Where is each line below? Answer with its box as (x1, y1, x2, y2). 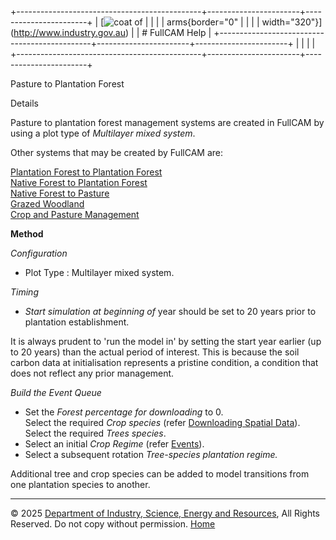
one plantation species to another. (10, 479, 151, 490)
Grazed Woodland (10, 198, 85, 210)
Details (10, 97, 39, 109)
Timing (10, 286, 39, 298)
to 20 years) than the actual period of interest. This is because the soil (10, 346, 300, 358)
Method (10, 228, 44, 240)
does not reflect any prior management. (10, 367, 175, 379)
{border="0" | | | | (187, 16, 260, 28)
